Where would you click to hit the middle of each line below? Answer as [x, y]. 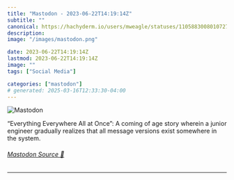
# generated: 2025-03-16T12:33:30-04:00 [67, 90]
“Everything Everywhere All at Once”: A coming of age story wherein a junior [117, 124]
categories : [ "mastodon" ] [45, 84]
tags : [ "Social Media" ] [42, 71]
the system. [24, 138]
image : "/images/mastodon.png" [53, 40]
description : [26, 33]
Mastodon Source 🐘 [36, 154]
